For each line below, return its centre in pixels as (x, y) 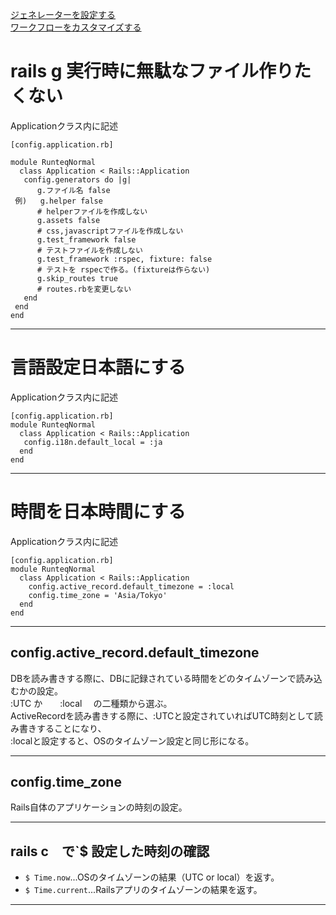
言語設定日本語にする (98, 367)
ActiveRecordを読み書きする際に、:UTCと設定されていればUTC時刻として (162, 715)
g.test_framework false (86, 239)
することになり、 (71, 728)
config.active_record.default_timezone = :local (131, 586)
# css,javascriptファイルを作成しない (110, 231)
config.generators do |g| (77, 179)
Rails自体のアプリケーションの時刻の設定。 (99, 807)
